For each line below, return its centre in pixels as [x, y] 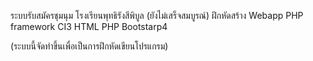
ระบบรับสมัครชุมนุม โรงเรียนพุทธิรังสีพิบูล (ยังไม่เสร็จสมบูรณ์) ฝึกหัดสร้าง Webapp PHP [157, 15]
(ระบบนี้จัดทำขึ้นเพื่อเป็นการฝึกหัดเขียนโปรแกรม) [89, 46]
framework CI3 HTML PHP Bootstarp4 [89, 26]
